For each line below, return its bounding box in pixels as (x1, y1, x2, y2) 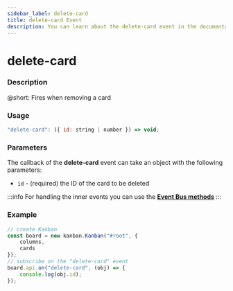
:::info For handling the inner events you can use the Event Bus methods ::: (7, 193, 222, 201)
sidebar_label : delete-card (7, 10, 89, 17)
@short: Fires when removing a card (7, 93, 111, 101)
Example (7, 210, 37, 220)
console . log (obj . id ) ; (19, 271, 82, 278)
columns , (19, 238, 45, 246)
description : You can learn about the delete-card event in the (7, 23, 197, 30)
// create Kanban (7, 226, 58, 233)
